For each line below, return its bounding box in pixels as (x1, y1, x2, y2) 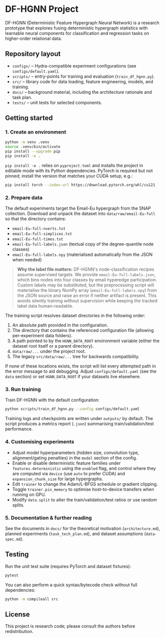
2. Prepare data (5, 194, 43, 201)
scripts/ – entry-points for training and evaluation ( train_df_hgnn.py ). (12, 73, 155, 79)
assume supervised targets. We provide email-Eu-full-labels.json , (17, 272, 156, 278)
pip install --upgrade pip (5, 149, 61, 154)
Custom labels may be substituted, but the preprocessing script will (17, 282, 154, 288)
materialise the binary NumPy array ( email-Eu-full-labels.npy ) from (17, 287, 157, 293)
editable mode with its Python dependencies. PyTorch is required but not (5, 168, 153, 174)
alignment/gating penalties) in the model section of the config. (12, 455, 137, 461)
